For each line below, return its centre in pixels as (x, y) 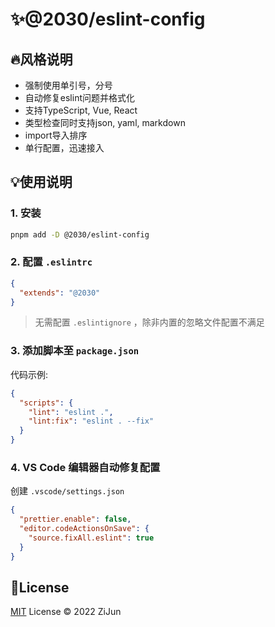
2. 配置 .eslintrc (51, 262)
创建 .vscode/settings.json (67, 491)
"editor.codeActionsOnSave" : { (84, 529)
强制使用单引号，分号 (68, 85)
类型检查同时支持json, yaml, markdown (105, 122)
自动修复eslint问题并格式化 (79, 97)
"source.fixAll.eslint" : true (91, 538)
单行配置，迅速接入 (64, 147)
